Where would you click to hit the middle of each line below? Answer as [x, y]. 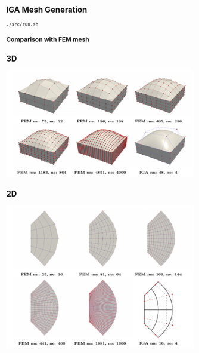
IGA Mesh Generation [47, 10]
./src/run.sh [22, 24]
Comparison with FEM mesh [48, 39]
